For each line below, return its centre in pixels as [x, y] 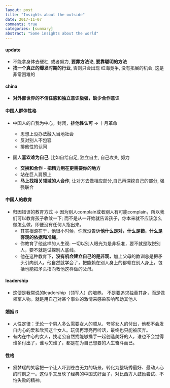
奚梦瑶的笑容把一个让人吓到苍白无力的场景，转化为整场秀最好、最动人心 [88, 368]
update [13, 50]
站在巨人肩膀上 [36, 174]
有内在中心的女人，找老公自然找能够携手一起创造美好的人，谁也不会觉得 [88, 337]
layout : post [19, 10]
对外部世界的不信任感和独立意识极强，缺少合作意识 [66, 98]
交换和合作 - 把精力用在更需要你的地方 [60, 168]
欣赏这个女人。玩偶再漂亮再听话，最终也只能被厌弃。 [95, 330]
